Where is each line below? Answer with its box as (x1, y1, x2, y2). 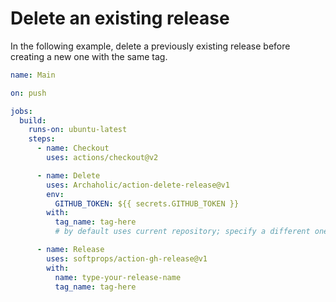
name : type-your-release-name (54, 272, 182, 282)
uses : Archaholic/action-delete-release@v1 (46, 180, 230, 190)
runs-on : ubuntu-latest (28, 125, 128, 135)
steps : (28, 134, 56, 144)
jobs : (10, 106, 33, 116)
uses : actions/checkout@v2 (46, 153, 159, 163)
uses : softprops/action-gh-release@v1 (46, 253, 208, 264)
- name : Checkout (36, 143, 110, 154)
